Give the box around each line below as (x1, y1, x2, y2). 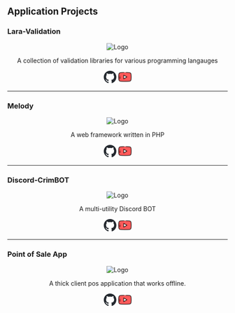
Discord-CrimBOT (7, 175, 70, 185)
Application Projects (7, 6, 98, 18)
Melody (7, 101, 34, 111)
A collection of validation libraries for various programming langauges (17, 56, 218, 65)
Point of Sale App (7, 249, 68, 259)
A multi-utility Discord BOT (79, 205, 156, 213)
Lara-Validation (7, 27, 61, 36)
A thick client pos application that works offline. (48, 279, 187, 287)
